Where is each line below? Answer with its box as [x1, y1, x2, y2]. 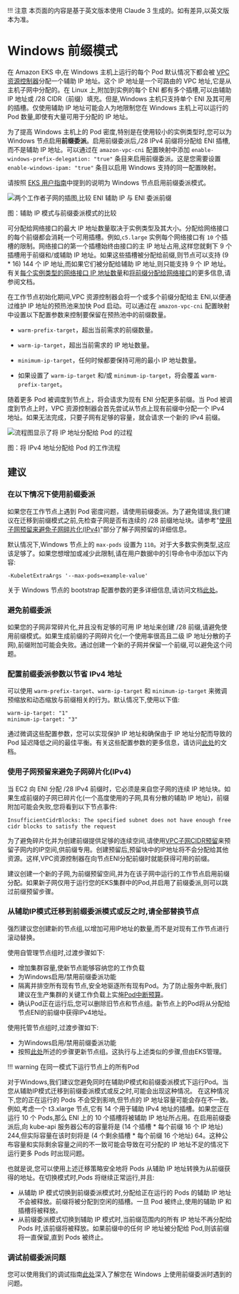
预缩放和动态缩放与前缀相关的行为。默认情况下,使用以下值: [7, 695, 180, 704]
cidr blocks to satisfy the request [7, 823, 116, 830]
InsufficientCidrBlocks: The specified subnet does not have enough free [7, 817, 232, 824]
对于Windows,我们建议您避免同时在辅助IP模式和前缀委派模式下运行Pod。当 [7, 1077, 229, 1086]
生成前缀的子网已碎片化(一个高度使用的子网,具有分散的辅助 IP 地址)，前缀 [13, 793, 230, 802]
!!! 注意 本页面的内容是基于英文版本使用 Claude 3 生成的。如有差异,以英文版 [7, 6, 230, 14]
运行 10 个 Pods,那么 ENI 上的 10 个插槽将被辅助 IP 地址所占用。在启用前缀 [7, 1113, 225, 1122]
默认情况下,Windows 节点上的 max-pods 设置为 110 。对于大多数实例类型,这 [7, 540, 225, 548]
